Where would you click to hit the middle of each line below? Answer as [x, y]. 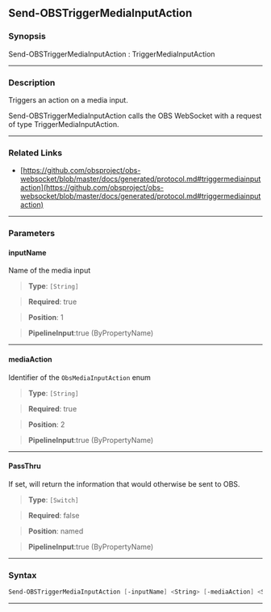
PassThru [25, 466]
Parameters [31, 234]
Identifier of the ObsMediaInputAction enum [80, 377]
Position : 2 [46, 424]
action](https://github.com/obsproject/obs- [92, 188]
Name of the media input [50, 271]
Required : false [54, 515]
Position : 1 [46, 318]
